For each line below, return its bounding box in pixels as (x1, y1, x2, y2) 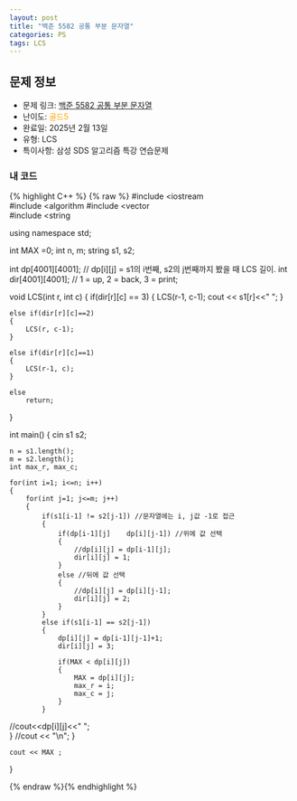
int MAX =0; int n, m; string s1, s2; (9, 245, 135, 256)
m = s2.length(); (9, 455, 75, 464)
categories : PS (9, 30, 67, 39)
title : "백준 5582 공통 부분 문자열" (9, 22, 135, 31)
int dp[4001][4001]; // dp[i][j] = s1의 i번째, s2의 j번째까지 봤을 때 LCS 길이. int (9, 264, 288, 275)
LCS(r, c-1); (25, 325, 75, 335)
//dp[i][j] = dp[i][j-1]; (73, 587, 172, 596)
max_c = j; (73, 689, 116, 699)
